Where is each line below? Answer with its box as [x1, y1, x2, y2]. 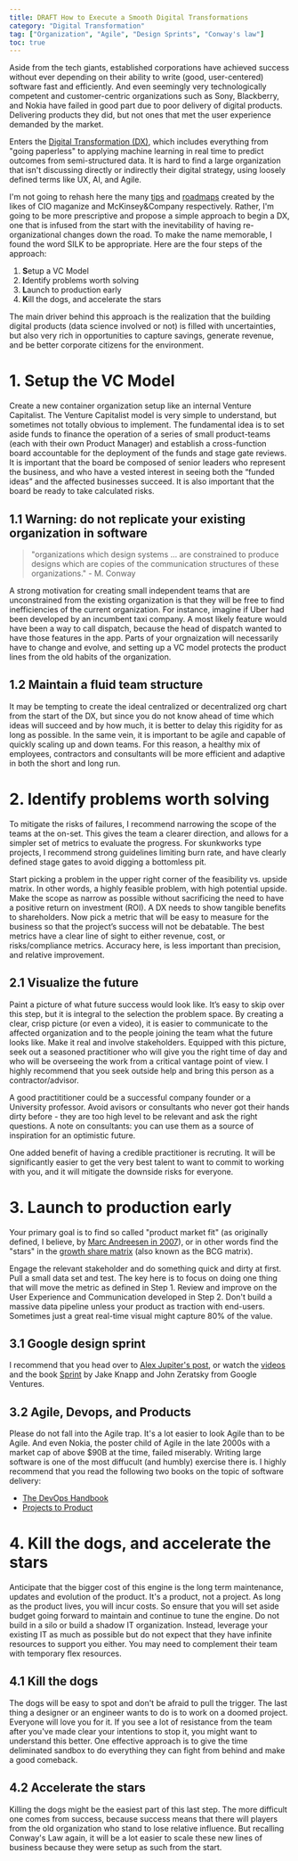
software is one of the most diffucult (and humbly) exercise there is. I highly [9, 1456, 286, 1467]
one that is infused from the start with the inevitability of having [9, 220, 242, 231]
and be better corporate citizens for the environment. [9, 340, 205, 350]
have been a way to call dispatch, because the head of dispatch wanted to [9, 623, 282, 634]
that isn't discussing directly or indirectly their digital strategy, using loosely [9, 165, 286, 176]
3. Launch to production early [9, 1197, 232, 1217]
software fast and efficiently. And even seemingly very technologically [9, 81, 267, 92]
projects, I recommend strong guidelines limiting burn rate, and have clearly [9, 847, 286, 857]
